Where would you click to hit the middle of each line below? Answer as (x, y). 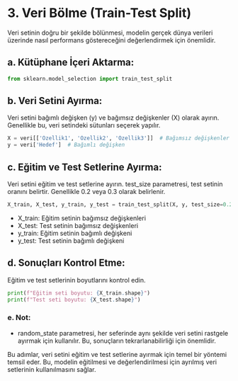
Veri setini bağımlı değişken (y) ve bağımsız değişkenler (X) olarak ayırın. (113, 118)
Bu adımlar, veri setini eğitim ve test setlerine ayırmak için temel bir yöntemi (117, 354)
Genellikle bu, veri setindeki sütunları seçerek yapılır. (84, 125)
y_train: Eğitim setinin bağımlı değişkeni (75, 233)
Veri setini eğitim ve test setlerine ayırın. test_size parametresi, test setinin (115, 184)
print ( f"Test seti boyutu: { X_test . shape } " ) (74, 300)
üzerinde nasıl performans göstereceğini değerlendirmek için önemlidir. (112, 40)
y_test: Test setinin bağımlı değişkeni (71, 240)
